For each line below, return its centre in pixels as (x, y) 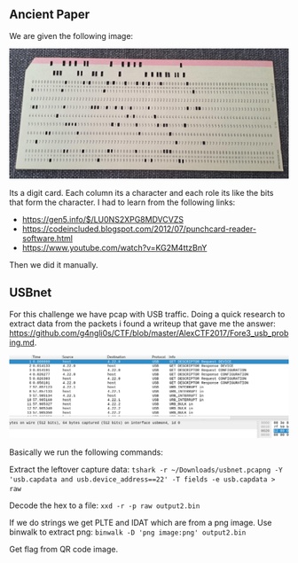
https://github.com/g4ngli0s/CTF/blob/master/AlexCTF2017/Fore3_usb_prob (149, 332)
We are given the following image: (71, 35)
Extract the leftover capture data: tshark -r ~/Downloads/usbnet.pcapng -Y (146, 469)
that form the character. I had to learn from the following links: (122, 202)
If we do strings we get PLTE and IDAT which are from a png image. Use (141, 523)
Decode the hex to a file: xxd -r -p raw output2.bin (105, 505)
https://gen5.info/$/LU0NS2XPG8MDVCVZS (103, 220)
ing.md (22, 342)
